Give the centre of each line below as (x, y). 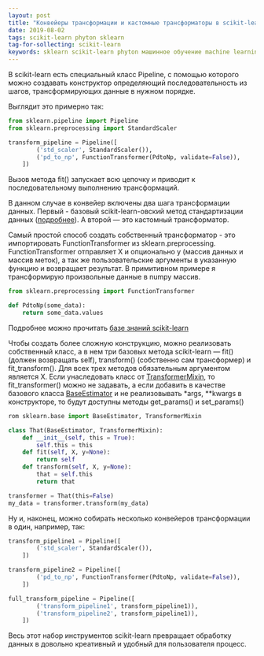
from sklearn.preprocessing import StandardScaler (93, 128)
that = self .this (64, 474)
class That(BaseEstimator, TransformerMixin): (86, 430)
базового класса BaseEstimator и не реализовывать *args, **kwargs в (125, 393)
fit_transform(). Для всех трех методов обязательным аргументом (119, 368)
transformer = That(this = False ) (61, 496)
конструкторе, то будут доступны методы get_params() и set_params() (126, 402)
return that (56, 481)
